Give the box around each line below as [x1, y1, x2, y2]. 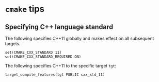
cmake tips [5, 3, 45, 15]
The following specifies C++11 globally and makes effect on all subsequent [5, 35, 154, 41]
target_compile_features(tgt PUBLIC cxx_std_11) [5, 72, 105, 77]
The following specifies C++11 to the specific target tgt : [5, 63, 116, 68]
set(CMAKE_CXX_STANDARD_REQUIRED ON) [5, 54, 81, 59]
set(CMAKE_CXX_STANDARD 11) [5, 50, 62, 55]
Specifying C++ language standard [5, 23, 113, 31]
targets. [5, 41, 21, 47]
